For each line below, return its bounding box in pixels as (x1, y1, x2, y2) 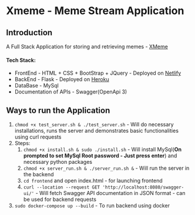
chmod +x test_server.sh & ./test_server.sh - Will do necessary (14, 121, 174, 128)
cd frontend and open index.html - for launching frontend (23, 177, 163, 184)
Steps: (14, 140, 31, 147)
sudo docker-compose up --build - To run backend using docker (14, 202, 170, 209)
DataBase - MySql (14, 82, 59, 89)
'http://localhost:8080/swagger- (102, 184, 184, 190)
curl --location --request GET (23, 184, 100, 190)
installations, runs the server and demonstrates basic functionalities (14, 127, 179, 135)
